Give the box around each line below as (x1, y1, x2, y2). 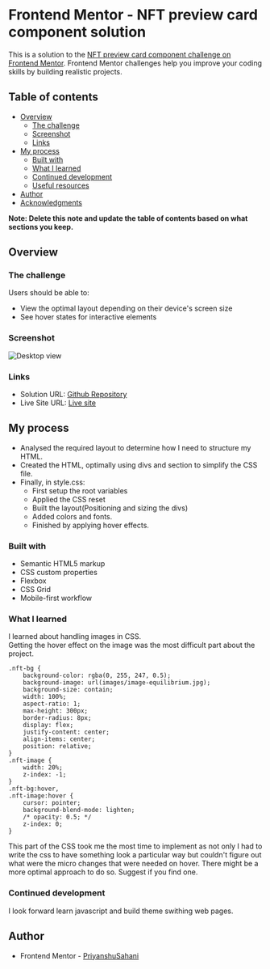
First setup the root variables (31, 485, 128, 495)
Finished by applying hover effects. (31, 520, 149, 530)
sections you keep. (8, 222, 74, 231)
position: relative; (23, 743, 92, 751)
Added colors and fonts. (31, 511, 113, 521)
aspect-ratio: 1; (23, 700, 81, 709)
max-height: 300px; (23, 707, 89, 715)
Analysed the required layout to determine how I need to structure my (19, 442, 251, 452)
